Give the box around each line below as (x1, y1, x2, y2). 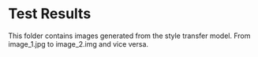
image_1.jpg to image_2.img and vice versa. (8, 39, 148, 48)
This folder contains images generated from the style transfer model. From (8, 31, 251, 40)
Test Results (8, 5, 92, 23)
